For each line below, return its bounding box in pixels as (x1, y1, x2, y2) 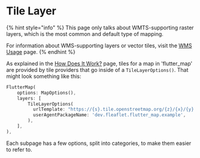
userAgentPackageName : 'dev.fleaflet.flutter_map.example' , (32, 112, 186, 118)
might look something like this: (6, 72, 82, 80)
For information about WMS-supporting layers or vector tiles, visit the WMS (6, 42, 192, 49)
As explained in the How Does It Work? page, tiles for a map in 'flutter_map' (6, 60, 193, 67)
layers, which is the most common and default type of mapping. (6, 30, 163, 37)
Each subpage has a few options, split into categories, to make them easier (6, 139, 192, 147)
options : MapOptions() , (17, 90, 77, 96)
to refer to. (6, 145, 32, 153)
